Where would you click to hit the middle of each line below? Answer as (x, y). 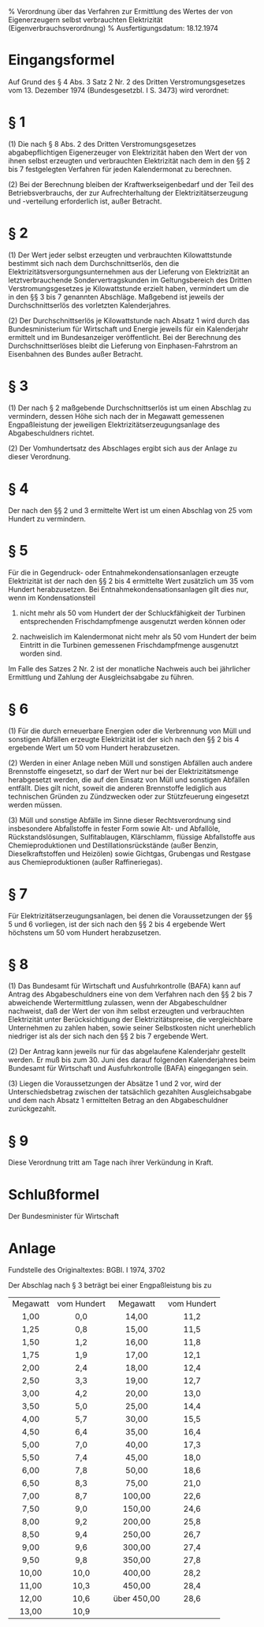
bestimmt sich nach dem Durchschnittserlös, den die (94, 263)
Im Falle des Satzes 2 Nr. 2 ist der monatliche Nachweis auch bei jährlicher (129, 668)
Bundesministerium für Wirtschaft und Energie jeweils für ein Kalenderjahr (128, 329)
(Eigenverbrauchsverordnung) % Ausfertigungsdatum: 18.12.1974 (113, 28)
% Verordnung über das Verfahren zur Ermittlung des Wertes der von (121, 11)
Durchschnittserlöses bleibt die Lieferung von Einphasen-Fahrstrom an (123, 346)
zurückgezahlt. (32, 1109)
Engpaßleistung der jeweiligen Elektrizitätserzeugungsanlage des (114, 425)
